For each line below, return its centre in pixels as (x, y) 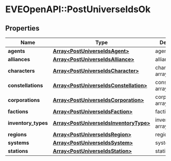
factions (18, 112)
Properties (22, 28)
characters (21, 71)
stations (18, 151)
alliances (19, 59)
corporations (24, 100)
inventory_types (28, 123)
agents (17, 51)
